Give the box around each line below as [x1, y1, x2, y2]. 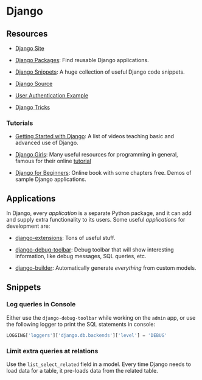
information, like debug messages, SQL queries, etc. [15, 253, 147, 260]
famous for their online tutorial [15, 157, 91, 165]
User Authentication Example [15, 92, 89, 99]
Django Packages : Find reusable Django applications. [15, 57, 149, 63]
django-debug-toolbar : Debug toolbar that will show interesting [15, 246, 175, 253]
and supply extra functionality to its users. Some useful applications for [6, 216, 186, 223]
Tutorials [6, 119, 33, 127]
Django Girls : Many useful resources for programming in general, [15, 151, 178, 158]
